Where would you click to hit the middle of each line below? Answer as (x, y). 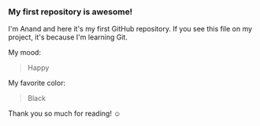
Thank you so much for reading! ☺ (65, 113)
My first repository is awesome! (71, 12)
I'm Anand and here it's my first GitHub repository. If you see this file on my (130, 29)
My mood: (25, 53)
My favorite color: (37, 83)
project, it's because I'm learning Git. (68, 37)
